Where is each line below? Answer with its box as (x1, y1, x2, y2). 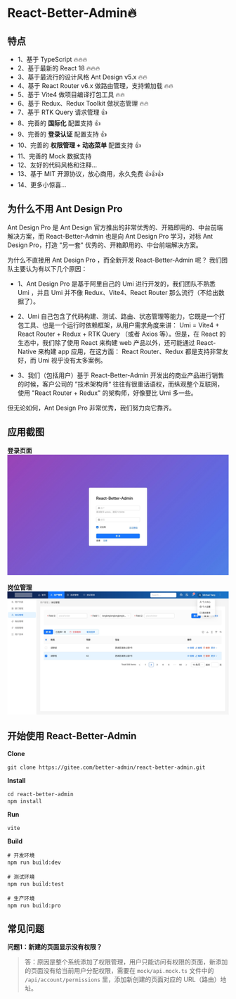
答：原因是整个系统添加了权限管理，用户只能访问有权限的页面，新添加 (24, 957, 228, 966)
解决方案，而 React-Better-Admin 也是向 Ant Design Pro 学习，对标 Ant (7, 232, 213, 240)
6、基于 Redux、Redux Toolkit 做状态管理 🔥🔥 (17, 99, 149, 107)
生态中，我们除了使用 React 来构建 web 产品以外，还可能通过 (17, 338, 195, 346)
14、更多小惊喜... (17, 181, 67, 189)
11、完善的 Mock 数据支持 (17, 152, 92, 160)
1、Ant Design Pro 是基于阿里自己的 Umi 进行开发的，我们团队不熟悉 (17, 279, 216, 288)
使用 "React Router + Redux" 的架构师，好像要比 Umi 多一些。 (17, 389, 198, 397)
